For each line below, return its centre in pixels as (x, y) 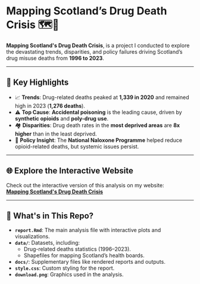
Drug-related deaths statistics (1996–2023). (77, 249)
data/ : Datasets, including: (47, 243)
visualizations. (32, 236)
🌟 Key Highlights (37, 83)
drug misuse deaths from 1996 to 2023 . (55, 58)
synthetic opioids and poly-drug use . (62, 118)
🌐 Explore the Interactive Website (70, 171)
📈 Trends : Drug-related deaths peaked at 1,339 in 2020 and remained (102, 97)
